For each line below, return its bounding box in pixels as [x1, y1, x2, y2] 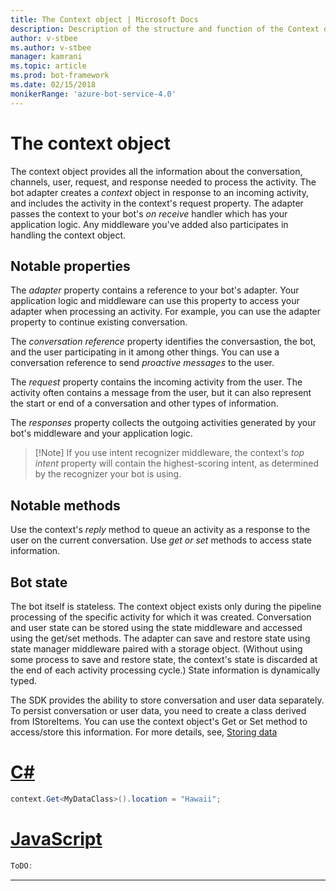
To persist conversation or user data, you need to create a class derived [10, 705, 307, 716]
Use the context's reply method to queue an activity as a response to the [10, 524, 311, 536]
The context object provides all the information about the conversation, [10, 165, 303, 177]
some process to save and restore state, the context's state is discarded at [10, 654, 318, 665]
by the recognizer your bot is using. [34, 468, 182, 480]
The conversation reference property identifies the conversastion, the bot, [10, 336, 317, 348]
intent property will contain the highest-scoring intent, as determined [34, 457, 319, 470]
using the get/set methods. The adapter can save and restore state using [10, 632, 311, 644]
